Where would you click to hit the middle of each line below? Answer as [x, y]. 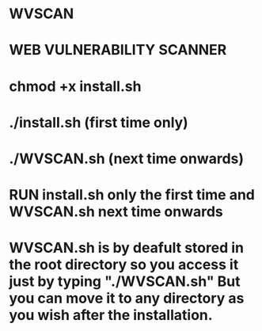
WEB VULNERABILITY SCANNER [118, 50]
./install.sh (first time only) [99, 122]
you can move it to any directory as [127, 299]
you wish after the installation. [111, 316]
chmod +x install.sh [75, 86]
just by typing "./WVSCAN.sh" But [125, 282]
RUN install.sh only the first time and [132, 195]
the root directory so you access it [124, 265]
